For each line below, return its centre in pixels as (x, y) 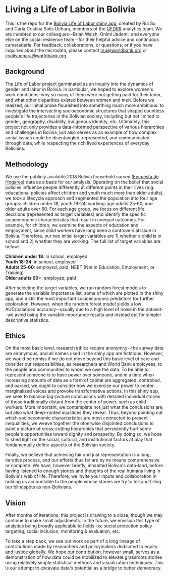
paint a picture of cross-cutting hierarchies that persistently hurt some (78, 429)
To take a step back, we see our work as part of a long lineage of (73, 541)
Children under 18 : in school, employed (46, 256)
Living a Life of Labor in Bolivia (70, 9)
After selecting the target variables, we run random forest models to (76, 288)
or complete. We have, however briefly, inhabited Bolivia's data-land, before (84, 466)
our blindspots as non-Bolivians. (39, 487)
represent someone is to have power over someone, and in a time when (80, 375)
